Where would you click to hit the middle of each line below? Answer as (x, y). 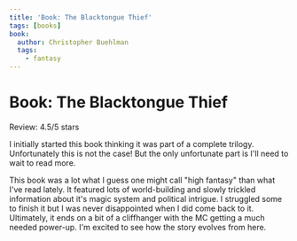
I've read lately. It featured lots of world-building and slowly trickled (133, 189)
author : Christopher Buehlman (73, 42)
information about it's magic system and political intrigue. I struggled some (146, 198)
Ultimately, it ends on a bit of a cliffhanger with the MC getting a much (137, 217)
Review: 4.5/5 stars (44, 127)
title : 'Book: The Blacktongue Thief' (81, 17)
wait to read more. (43, 163)
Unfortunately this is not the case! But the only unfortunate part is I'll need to (149, 153)
